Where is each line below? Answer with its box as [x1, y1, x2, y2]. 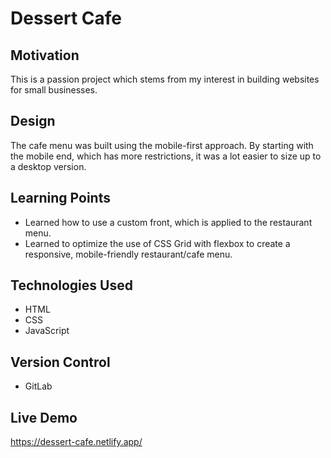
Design [10, 113, 56, 130]
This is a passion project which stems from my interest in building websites [10, 73, 320, 85]
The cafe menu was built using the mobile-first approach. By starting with [10, 139, 314, 151]
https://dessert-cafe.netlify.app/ [10, 436, 143, 448]
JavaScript [24, 325, 70, 337]
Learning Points [10, 190, 111, 207]
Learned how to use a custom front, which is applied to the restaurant [24, 216, 313, 228]
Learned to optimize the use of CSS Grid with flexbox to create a [24, 237, 291, 249]
